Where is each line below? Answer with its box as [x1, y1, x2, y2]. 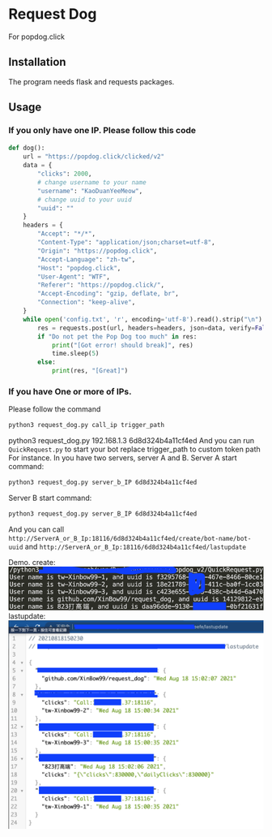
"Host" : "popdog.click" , [37, 264, 121, 272]
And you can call [8, 524, 65, 534]
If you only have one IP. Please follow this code [8, 125, 197, 136]
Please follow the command [8, 404, 101, 414]
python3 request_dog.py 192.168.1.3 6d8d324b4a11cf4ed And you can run [8, 436, 255, 446]
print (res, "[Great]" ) [51, 367, 129, 375]
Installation [8, 55, 66, 69]
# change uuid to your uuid [37, 196, 132, 204]
